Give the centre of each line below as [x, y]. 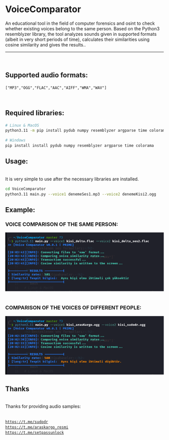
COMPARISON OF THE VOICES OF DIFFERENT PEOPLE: [73, 308]
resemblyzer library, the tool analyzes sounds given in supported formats [81, 34]
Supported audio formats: [47, 75]
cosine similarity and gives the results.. [46, 44]
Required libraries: [35, 113]
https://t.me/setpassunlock [35, 432]
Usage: [17, 161]
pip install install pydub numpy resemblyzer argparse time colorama [80, 146]
